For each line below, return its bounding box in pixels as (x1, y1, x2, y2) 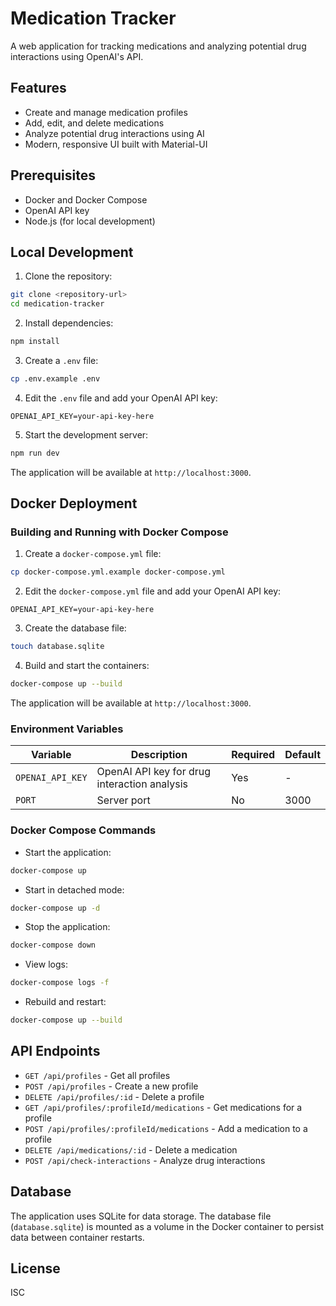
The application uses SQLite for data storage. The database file (10, 1210, 272, 1222)
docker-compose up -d (10, 903, 101, 913)
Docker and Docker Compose (24, 193, 148, 206)
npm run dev (10, 448, 60, 458)
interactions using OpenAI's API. (10, 50, 144, 62)
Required (231, 748, 276, 762)
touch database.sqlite (10, 642, 105, 652)
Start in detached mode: (24, 883, 125, 896)
